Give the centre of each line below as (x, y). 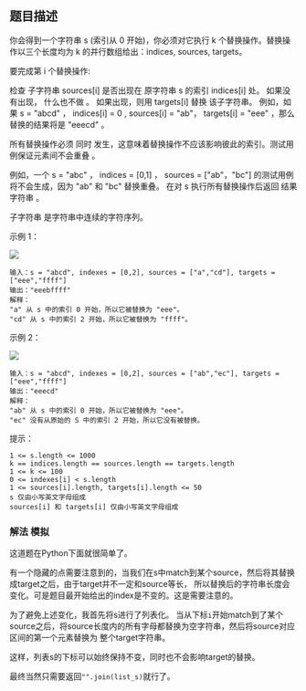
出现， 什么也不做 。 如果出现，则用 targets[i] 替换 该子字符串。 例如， (150, 101)
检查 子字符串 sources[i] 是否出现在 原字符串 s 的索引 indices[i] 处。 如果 (146, 90)
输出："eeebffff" (40, 290)
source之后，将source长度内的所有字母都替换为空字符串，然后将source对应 (152, 626)
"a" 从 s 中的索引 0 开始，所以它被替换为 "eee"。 (97, 309)
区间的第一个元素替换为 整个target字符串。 (90, 638)
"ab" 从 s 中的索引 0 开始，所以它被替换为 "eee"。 (99, 410)
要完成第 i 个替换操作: (50, 70)
